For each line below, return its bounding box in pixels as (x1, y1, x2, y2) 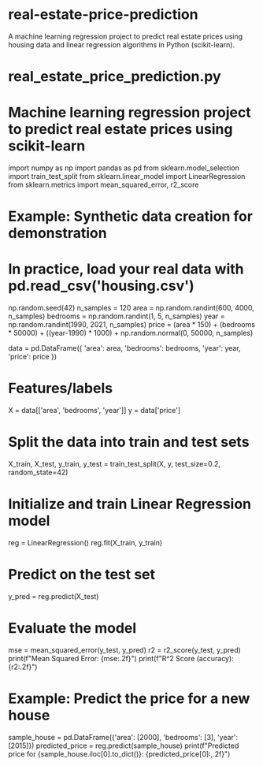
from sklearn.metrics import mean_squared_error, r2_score (8, 180, 199, 190)
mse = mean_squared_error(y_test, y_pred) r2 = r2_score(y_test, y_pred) (8, 645, 242, 655)
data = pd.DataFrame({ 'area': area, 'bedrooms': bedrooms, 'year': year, (8, 344, 242, 353)
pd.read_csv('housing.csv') (8, 277, 194, 295)
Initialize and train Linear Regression (8, 495, 252, 513)
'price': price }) (8, 352, 57, 362)
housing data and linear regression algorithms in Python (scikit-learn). (8, 39, 235, 49)
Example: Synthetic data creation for (8, 207, 254, 225)
